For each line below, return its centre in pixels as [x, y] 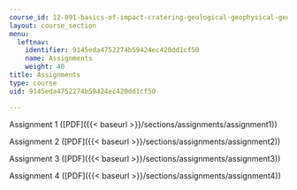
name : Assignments [59, 58]
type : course [33, 83]
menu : [19, 34]
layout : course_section [53, 26]
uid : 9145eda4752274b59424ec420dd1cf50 [83, 91]
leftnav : [33, 42]
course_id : [29, 17]
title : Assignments [45, 75]
